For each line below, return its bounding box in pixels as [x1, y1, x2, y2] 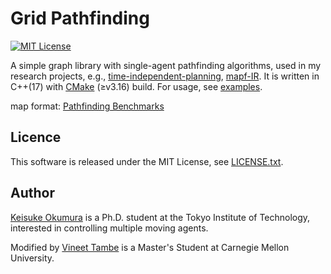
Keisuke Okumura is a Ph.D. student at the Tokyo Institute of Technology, [10, 211, 311, 223]
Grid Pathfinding [10, 7, 150, 30]
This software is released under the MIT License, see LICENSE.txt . [10, 155, 284, 167]
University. [10, 252, 55, 264]
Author [10, 185, 55, 202]
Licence [10, 129, 62, 146]
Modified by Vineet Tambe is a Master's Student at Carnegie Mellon [10, 241, 290, 253]
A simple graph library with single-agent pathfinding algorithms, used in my [10, 59, 322, 71]
